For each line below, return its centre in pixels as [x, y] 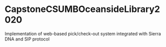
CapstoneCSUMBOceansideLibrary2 [82, 9]
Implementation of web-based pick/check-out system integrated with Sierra [83, 33]
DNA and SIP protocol [27, 39]
